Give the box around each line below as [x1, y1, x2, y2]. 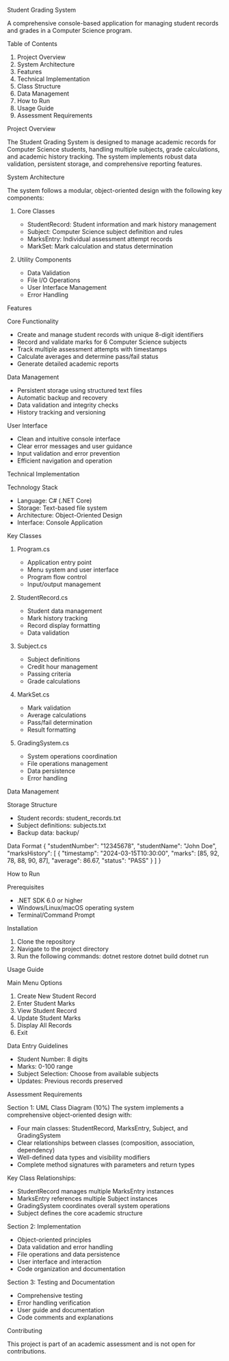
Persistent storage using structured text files [16, 386, 142, 394]
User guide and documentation [16, 1306, 105, 1314]
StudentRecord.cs [16, 594, 68, 601]
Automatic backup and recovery [16, 394, 108, 402]
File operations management [27, 760, 108, 767]
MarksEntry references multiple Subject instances [16, 1194, 158, 1202]
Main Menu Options [7, 979, 63, 987]
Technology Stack [7, 483, 58, 491]
